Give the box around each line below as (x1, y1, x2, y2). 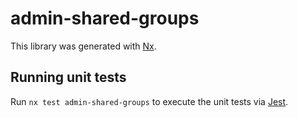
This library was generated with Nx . (10, 40, 157, 52)
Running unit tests (10, 69, 127, 86)
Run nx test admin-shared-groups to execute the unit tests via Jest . (10, 95, 289, 107)
